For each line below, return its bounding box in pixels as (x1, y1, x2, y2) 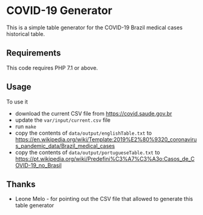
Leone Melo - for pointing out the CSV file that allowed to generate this (15, 196, 193, 203)
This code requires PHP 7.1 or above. (6, 64, 98, 71)
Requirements (6, 48, 61, 58)
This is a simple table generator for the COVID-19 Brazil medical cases (6, 24, 183, 31)
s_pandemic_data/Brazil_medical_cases (15, 142, 115, 149)
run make (15, 122, 37, 130)
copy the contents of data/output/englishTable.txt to (15, 129, 152, 136)
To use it (6, 98, 29, 105)
